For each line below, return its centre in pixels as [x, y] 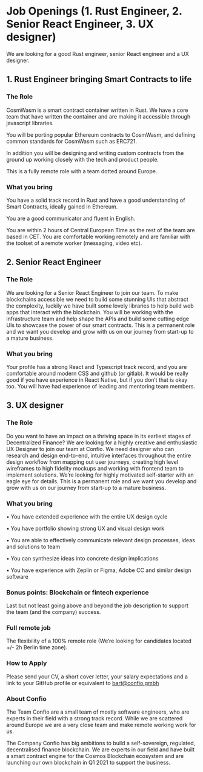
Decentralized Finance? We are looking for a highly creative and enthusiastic [102, 443]
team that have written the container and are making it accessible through [98, 116]
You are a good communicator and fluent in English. [71, 218]
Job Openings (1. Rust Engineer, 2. [94, 11]
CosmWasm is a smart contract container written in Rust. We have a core [97, 110]
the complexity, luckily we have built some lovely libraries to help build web [100, 306]
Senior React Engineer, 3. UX [80, 24]
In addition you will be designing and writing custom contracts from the [95, 153]
